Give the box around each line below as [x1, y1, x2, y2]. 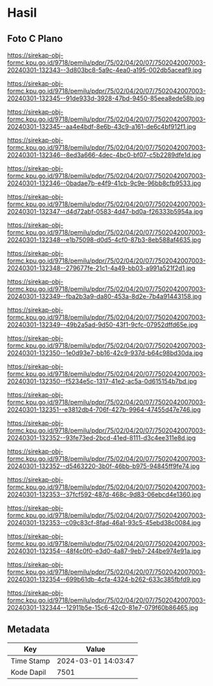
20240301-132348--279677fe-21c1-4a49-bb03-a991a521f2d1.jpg [7, 264, 196, 272]
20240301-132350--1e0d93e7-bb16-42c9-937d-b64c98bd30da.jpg [7, 349, 203, 357]
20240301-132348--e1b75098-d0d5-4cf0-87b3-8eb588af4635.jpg [7, 235, 201, 244]
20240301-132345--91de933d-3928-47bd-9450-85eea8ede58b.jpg [7, 94, 205, 102]
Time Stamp [10, 656, 51, 666]
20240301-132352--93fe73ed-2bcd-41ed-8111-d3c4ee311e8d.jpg [7, 434, 196, 442]
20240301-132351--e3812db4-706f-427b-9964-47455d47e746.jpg [7, 405, 201, 414]
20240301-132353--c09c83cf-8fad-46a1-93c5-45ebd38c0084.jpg [7, 519, 201, 527]
